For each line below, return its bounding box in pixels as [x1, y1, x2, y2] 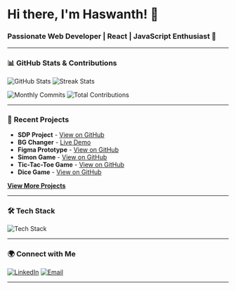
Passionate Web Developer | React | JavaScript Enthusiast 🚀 [7, 32, 216, 41]
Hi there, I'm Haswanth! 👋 [7, 6, 159, 22]
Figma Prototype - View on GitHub [17, 145, 119, 154]
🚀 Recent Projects [7, 114, 70, 124]
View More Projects [7, 182, 66, 190]
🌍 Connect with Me [7, 249, 76, 259]
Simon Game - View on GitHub [17, 153, 107, 162]
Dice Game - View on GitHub [17, 168, 102, 176]
